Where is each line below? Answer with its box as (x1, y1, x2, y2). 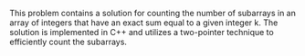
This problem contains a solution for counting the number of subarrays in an (9, 8, 297, 18)
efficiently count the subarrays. (9, 36, 128, 47)
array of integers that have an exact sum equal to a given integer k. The (9, 17, 279, 28)
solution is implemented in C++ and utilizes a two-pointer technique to (9, 27, 274, 37)
